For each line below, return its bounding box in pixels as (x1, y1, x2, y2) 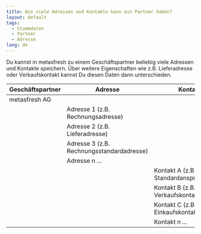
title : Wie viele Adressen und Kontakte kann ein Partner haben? (6, 8, 172, 15)
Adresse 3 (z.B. (66, 139, 111, 147)
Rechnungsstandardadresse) (66, 147, 148, 155)
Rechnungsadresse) (66, 112, 124, 121)
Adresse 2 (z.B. (66, 122, 111, 130)
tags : (6, 20, 20, 26)
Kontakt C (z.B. (154, 201, 196, 209)
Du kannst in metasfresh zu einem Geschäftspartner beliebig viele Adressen (6, 58, 194, 66)
